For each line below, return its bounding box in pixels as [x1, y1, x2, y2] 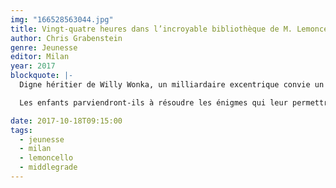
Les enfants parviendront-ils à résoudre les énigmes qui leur [19, 97, 288, 108]
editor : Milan [10, 52, 70, 62]
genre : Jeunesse [10, 42, 78, 53]
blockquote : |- [10, 71, 74, 81]
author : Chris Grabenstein [10, 33, 123, 43]
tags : [10, 125, 33, 135]
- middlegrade [19, 162, 78, 173]
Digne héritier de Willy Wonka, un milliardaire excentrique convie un [19, 80, 325, 90]
